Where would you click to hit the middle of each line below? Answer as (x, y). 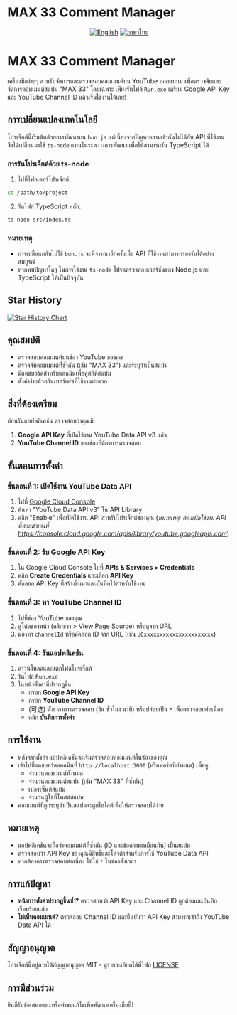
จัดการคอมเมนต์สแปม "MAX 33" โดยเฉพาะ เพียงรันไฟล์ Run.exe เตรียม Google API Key (118, 89)
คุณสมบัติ (24, 340)
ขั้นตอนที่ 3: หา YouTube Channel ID (65, 602)
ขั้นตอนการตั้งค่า (35, 466)
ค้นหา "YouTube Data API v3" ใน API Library (80, 510)
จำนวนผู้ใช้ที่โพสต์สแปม (56, 797)
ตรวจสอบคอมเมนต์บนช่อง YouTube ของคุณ (71, 357)
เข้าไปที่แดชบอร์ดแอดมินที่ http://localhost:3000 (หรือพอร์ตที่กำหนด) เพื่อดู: (114, 765)
